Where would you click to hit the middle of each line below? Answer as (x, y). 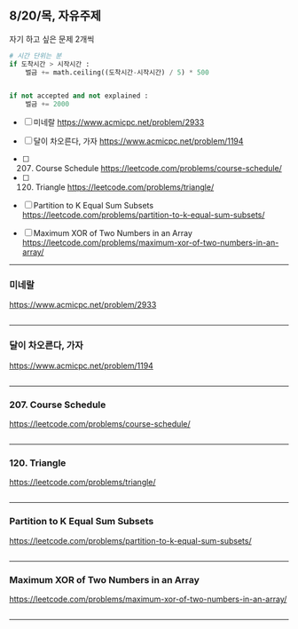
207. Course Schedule (58, 405)
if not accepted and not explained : (79, 96)
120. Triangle (38, 463)
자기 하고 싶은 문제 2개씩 (52, 39)
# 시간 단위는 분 (35, 56)
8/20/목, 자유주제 (55, 16)
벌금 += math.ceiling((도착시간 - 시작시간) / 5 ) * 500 (118, 72)
